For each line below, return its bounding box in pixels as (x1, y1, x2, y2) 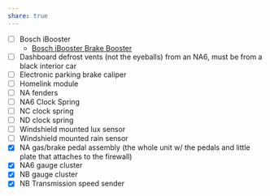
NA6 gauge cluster (19, 160, 83, 170)
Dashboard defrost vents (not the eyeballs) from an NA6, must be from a (19, 52, 263, 62)
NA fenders (19, 87, 59, 97)
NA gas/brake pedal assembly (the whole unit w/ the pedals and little (19, 143, 250, 152)
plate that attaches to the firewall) (19, 151, 133, 162)
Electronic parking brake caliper (19, 70, 127, 79)
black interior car (19, 61, 77, 70)
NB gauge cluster (19, 169, 78, 179)
